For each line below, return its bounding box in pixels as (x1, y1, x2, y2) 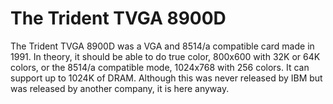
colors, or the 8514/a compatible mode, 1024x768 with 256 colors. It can (10, 61, 310, 73)
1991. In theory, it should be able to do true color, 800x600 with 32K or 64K (10, 50, 321, 62)
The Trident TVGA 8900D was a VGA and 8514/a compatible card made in (10, 40, 315, 52)
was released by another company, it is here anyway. (10, 82, 230, 94)
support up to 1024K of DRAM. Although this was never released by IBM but (10, 72, 323, 84)
